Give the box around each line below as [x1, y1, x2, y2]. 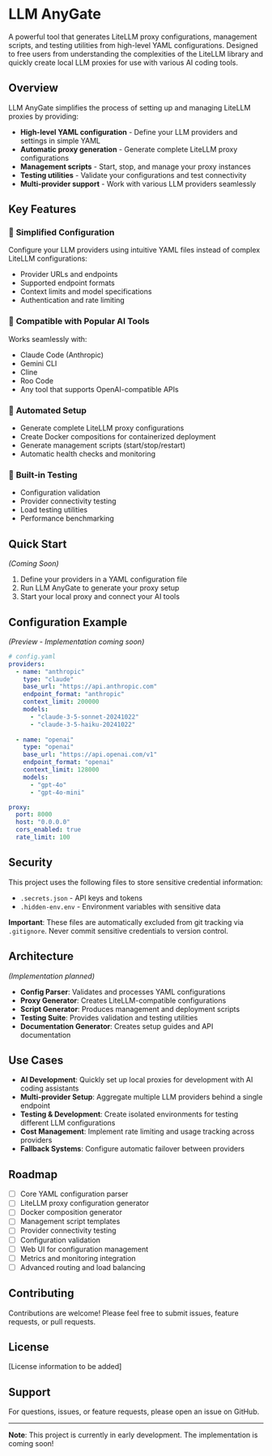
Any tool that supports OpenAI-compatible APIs [19, 384, 180, 394]
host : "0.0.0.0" [15, 818, 70, 827]
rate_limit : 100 [15, 833, 70, 841]
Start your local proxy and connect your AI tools [19, 592, 181, 602]
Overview [8, 81, 59, 95]
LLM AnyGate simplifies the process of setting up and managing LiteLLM [8, 102, 251, 112]
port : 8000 [15, 810, 53, 819]
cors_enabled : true [15, 826, 82, 834]
